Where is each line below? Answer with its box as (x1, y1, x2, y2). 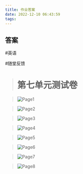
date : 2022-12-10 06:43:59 (5, 12, 60, 17)
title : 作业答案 (5, 7, 35, 12)
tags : (5, 16, 16, 21)
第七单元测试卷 (17, 80, 78, 91)
